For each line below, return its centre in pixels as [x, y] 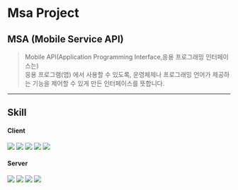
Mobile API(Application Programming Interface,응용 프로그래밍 [114, 57]
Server [18, 163]
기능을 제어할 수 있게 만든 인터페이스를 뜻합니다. [98, 83]
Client [17, 130]
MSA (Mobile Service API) [66, 39]
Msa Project [43, 13]
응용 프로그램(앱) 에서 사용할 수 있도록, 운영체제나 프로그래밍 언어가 [118, 75]
